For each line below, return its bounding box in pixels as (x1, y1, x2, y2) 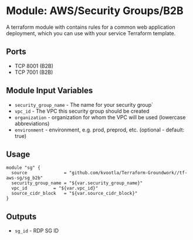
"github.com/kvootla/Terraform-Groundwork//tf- (69, 170, 188, 176)
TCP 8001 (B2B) (14, 62, 54, 69)
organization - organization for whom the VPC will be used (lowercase (14, 113, 186, 121)
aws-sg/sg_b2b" (6, 175, 43, 181)
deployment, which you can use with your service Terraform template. (6, 29, 176, 36)
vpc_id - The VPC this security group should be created (14, 107, 150, 114)
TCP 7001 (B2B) (14, 69, 53, 76)
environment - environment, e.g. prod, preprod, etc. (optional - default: (14, 126, 185, 133)
